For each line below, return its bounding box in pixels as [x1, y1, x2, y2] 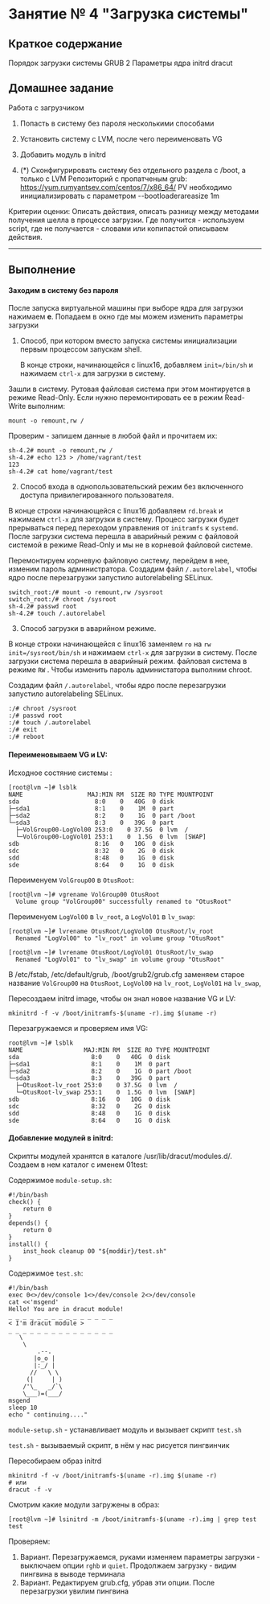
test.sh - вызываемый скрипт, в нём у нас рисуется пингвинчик [8, 1440, 230, 1449]
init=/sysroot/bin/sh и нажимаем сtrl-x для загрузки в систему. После [8, 648, 257, 658]
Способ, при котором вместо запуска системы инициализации [19, 336, 237, 346]
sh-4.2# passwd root [8, 603, 78, 611]
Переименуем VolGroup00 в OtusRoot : [8, 875, 134, 884]
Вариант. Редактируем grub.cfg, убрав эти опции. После [19, 1577, 215, 1587]
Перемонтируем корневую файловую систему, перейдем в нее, [8, 556, 231, 566]
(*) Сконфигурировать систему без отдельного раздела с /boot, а [19, 165, 247, 175]
